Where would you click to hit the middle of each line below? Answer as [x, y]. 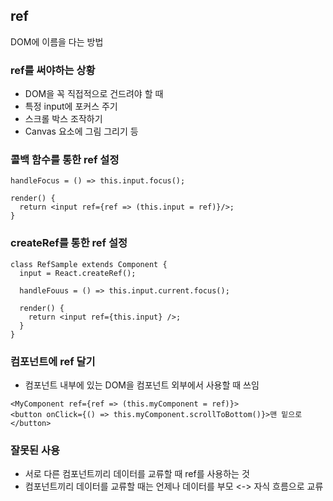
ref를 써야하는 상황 [53, 70]
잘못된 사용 [35, 450]
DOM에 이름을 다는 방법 [57, 41]
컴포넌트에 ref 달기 [53, 361]
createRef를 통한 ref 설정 [69, 243]
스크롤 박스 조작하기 [63, 119]
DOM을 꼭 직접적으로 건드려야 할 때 [94, 94]
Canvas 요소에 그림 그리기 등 [81, 131]
